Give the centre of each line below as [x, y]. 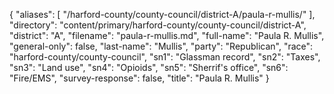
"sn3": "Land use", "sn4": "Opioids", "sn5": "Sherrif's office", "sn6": [149, 67]
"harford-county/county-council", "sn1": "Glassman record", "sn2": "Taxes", [165, 57]
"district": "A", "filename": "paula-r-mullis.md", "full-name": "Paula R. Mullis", [167, 35]
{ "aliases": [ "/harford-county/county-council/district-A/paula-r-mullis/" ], [162, 14]
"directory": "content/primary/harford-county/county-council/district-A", [158, 25]
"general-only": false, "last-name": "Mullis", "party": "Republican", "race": [161, 46]
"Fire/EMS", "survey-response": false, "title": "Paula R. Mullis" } [139, 78]
